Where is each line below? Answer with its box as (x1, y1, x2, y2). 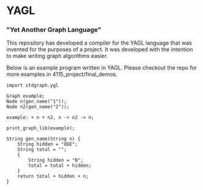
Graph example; (6, 93, 45, 100)
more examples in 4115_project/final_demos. (6, 71, 118, 78)
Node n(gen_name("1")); (6, 98, 67, 104)
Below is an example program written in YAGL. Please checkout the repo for (6, 64, 197, 71)
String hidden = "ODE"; (17, 141, 78, 147)
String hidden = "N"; (28, 157, 84, 164)
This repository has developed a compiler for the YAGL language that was (6, 39, 193, 46)
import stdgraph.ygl (6, 82, 59, 89)
